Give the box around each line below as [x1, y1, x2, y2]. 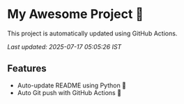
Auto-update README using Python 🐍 [17, 81, 127, 89]
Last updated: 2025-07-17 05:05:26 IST [7, 42, 122, 51]
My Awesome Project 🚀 [7, 6, 144, 22]
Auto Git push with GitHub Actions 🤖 [17, 88, 122, 96]
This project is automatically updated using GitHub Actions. [7, 29, 178, 37]
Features [7, 62, 47, 75]
